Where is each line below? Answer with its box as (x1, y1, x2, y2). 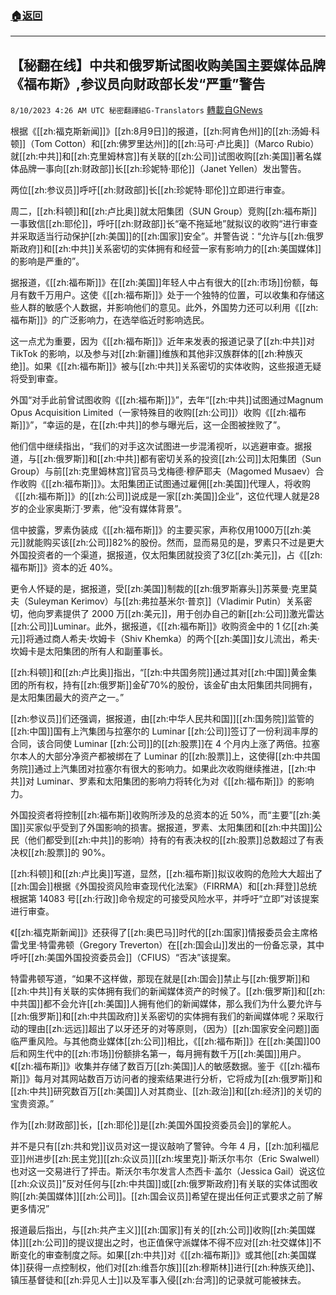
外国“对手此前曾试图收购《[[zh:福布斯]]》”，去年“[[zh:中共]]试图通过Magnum (10, 394, 324, 406)
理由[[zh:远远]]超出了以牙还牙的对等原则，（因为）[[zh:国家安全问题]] (27, 1023, 311, 1035)
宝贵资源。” (10, 1098, 55, 1110)
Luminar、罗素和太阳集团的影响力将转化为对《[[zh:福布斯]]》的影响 (36, 775, 315, 787)
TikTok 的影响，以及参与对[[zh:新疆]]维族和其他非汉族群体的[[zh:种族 (10, 348, 295, 360)
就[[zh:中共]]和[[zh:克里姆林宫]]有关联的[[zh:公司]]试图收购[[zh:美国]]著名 (10, 150, 313, 162)
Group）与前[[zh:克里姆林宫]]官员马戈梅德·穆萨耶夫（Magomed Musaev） (10, 465, 316, 477)
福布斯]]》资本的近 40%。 (10, 562, 118, 574)
